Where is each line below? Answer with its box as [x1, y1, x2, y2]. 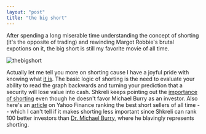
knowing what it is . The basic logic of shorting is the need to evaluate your [6, 75, 195, 82]
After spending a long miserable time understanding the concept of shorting [6, 31, 199, 39]
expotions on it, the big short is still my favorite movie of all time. [6, 44, 170, 52]
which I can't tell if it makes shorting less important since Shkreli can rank [10, 108, 197, 115]
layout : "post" [6, 9, 46, 15]
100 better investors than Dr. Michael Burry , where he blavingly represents [6, 114, 195, 122]
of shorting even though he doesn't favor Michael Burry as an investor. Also [6, 95, 198, 102]
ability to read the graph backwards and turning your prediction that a [6, 81, 183, 89]
